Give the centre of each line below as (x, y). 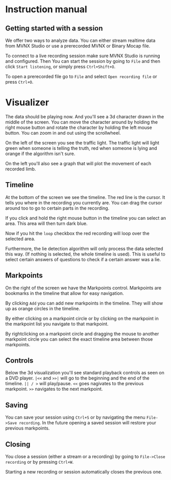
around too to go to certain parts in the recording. (57, 208)
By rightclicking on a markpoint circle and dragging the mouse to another (82, 334)
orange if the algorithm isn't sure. (40, 154)
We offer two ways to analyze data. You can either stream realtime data (80, 40)
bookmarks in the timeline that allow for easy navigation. (65, 293)
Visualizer (27, 103)
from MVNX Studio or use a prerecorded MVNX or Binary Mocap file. (78, 46)
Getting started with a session (54, 28)
